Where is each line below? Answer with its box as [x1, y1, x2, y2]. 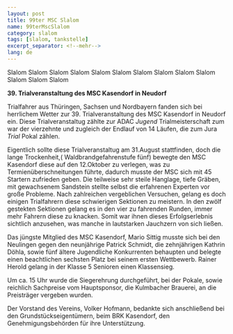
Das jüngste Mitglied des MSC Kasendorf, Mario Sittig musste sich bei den [7, 232, 220, 241]
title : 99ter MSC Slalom [7, 17, 79, 24]
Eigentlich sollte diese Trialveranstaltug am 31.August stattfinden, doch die [7, 145, 221, 154]
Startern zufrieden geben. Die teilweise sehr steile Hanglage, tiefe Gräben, [7, 175, 220, 183]
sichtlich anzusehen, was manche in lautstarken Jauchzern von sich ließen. [7, 219, 224, 228]
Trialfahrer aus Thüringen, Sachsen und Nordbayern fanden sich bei [7, 102, 203, 111]
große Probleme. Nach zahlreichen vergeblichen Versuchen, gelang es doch [7, 189, 226, 198]
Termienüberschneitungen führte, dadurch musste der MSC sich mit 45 [7, 168, 212, 176]
